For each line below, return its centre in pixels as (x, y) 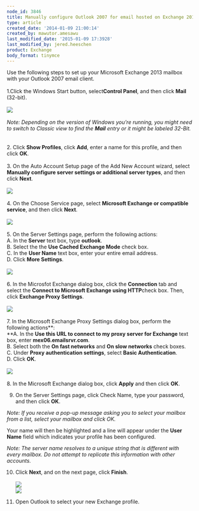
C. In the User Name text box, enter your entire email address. (82, 253)
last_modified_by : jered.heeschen (49, 45)
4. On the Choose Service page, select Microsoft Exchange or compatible (97, 203)
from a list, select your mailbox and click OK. (61, 419)
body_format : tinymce (33, 55)
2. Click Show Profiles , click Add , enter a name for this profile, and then (94, 147)
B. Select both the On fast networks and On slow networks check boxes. (97, 346)
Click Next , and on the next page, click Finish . (72, 472)
